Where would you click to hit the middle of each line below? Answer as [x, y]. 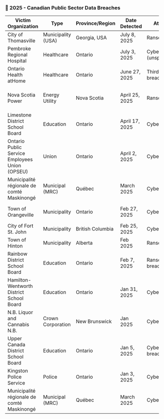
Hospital [17, 61]
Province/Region [96, 23]
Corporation [57, 324]
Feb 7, [128, 260]
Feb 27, [129, 209]
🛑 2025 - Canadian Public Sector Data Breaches [63, 8]
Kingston [18, 371]
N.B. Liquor [20, 312]
